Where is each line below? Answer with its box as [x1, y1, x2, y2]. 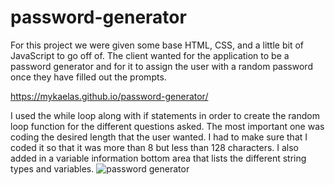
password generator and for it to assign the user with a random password [10, 60, 313, 72]
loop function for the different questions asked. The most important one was [10, 120, 325, 132]
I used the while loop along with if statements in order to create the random [10, 109, 320, 121]
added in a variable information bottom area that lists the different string [10, 152, 307, 164]
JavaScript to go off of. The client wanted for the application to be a [10, 49, 290, 61]
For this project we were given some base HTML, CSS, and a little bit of [10, 39, 304, 51]
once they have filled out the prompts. [10, 71, 167, 83]
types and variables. [10, 162, 95, 175]
